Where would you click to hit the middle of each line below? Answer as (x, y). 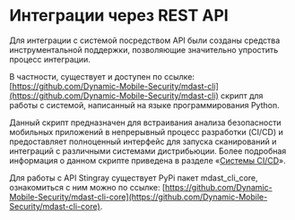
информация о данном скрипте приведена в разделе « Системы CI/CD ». (147, 160)
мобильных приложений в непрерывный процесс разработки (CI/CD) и (147, 131)
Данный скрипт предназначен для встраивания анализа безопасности (145, 123)
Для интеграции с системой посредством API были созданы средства (145, 40)
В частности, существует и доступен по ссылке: (102, 76)
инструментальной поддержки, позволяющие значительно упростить (144, 49)
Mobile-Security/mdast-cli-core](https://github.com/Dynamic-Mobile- (139, 197)
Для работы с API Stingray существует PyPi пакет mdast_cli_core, (134, 178)
